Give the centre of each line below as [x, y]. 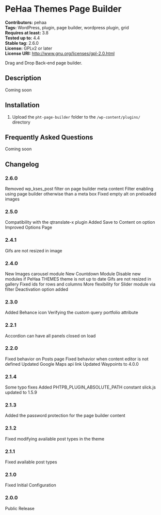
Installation [22, 105]
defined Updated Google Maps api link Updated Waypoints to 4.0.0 [72, 364]
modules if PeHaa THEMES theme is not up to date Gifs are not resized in [78, 279]
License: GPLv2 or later [29, 48]
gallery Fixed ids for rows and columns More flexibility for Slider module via [80, 284]
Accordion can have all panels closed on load [50, 336]
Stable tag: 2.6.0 [22, 43]
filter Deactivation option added [37, 289]
